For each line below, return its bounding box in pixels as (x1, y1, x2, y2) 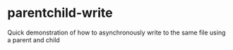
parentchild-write (7, 5, 113, 21)
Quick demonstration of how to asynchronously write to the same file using (7, 28, 226, 37)
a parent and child (7, 35, 60, 44)
